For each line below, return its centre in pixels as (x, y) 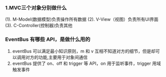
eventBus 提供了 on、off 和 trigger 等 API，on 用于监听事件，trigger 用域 (86, 63)
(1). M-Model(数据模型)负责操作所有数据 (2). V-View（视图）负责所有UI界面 (82, 19)
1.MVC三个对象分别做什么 (36, 7)
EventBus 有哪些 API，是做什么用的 (48, 39)
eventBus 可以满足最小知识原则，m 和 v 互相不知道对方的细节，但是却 (84, 51)
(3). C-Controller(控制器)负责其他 (39, 26)
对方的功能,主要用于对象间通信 (56, 57)
